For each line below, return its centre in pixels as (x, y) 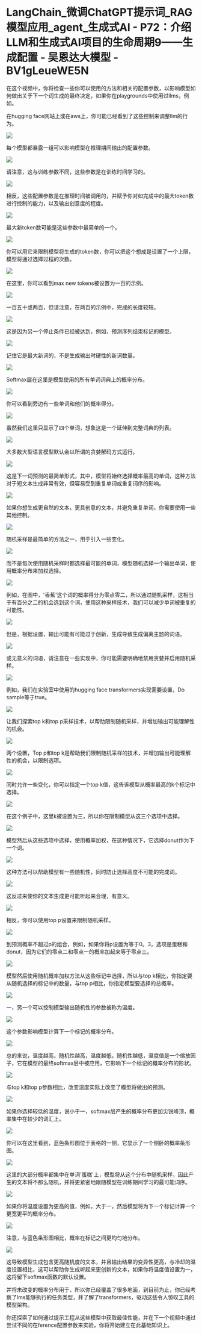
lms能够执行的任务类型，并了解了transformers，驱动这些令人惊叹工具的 (106, 1297)
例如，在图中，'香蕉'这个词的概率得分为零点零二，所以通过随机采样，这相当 (100, 594)
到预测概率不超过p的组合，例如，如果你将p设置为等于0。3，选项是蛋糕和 (97, 944)
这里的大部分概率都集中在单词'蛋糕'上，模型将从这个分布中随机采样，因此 (97, 1174)
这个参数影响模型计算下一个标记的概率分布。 (62, 1031)
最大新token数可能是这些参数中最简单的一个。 (63, 227)
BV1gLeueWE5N (47, 71)
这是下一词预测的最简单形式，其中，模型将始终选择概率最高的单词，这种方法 (101, 476)
